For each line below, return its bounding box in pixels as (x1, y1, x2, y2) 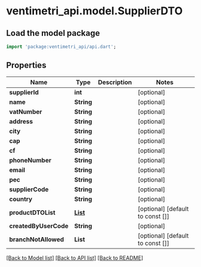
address (9, 117, 33, 125)
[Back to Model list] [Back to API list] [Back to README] (6, 254, 144, 261)
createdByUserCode (9, 222, 69, 230)
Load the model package (6, 28, 100, 38)
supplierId (9, 88, 39, 96)
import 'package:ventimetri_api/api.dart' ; (6, 44, 117, 50)
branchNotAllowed (9, 235, 65, 243)
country (9, 195, 33, 203)
